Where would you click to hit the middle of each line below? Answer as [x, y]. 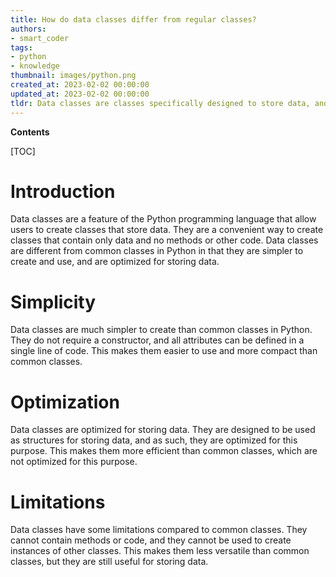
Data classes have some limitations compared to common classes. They [159, 530]
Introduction [63, 191]
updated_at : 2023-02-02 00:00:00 [80, 94]
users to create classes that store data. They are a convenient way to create [167, 230]
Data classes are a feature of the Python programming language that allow [163, 219]
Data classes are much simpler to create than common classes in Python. [161, 330]
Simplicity [53, 302]
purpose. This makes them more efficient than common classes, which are [164, 451]
